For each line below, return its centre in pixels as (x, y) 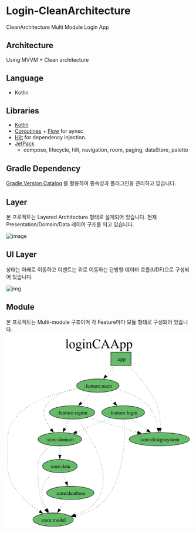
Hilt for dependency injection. (50, 138)
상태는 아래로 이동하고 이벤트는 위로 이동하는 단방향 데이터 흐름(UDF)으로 (90, 269)
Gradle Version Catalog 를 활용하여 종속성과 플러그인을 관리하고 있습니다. (91, 183)
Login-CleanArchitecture (68, 11)
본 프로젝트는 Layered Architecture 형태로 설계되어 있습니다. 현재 (82, 217)
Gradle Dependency (43, 168)
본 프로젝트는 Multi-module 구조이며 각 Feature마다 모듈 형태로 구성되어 (89, 322)
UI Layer (21, 255)
